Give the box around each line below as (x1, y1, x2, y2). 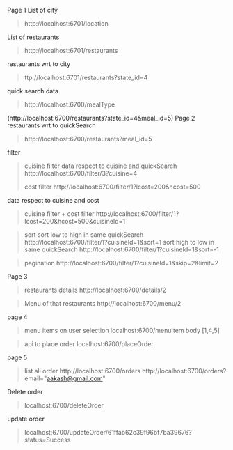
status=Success (24, 435, 71, 444)
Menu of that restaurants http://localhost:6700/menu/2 (24, 300, 182, 307)
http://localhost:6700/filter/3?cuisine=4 (24, 169, 138, 177)
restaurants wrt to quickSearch (7, 121, 96, 130)
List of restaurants (7, 33, 60, 41)
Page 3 (7, 272, 28, 281)
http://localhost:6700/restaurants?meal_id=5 (24, 135, 152, 143)
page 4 (7, 313, 28, 321)
